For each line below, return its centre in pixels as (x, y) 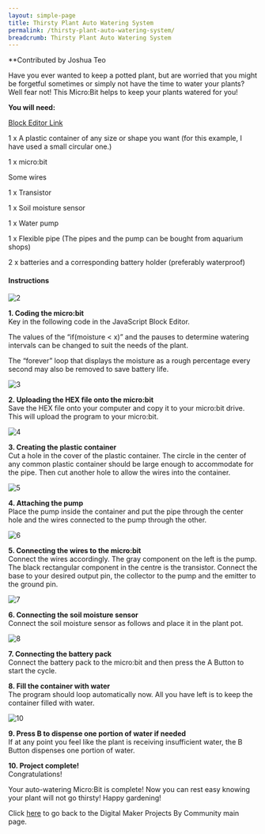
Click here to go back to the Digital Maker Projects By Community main (124, 813)
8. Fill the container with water (59, 686)
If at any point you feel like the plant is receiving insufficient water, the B (125, 742)
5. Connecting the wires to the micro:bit (75, 551)
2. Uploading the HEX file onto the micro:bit (81, 400)
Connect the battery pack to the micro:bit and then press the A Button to (126, 662)
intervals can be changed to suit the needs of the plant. (98, 346)
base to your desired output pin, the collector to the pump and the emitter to (132, 576)
